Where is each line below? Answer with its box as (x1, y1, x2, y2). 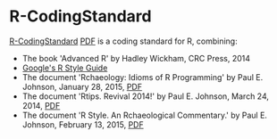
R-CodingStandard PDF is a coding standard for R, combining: (9, 36, 239, 46)
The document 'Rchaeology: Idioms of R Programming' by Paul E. (21, 71, 264, 82)
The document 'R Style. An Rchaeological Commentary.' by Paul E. (21, 110, 268, 120)
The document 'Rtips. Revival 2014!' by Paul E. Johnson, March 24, (21, 91, 270, 102)
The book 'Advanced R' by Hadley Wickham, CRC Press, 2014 (21, 53, 250, 63)
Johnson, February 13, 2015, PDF (21, 119, 145, 130)
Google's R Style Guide (21, 62, 108, 73)
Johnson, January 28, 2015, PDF (21, 81, 143, 92)
